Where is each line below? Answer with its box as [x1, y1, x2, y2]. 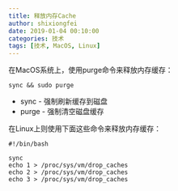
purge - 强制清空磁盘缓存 [19, 107, 104, 117]
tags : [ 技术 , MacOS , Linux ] [8, 42, 101, 50]
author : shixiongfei [8, 19, 78, 28]
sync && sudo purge [8, 82, 74, 90]
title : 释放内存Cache [8, 11, 77, 20]
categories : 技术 [8, 34, 65, 43]
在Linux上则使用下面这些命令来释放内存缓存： [8, 124, 162, 134]
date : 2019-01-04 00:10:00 [8, 27, 100, 35]
